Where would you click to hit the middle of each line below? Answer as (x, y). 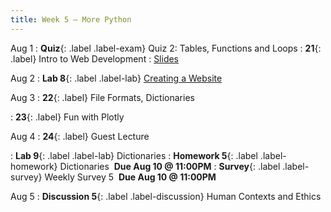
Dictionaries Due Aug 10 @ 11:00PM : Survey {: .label (170, 166)
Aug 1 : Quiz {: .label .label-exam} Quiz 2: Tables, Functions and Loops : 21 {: (166, 48)
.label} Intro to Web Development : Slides (95, 58)
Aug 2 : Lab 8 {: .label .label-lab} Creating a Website (116, 78)
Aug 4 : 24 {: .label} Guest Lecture (80, 136)
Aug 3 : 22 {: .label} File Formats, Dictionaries (102, 97)
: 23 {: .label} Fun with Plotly (67, 117)
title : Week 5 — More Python (71, 19)
